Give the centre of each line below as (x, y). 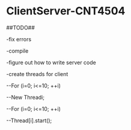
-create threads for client (37, 74)
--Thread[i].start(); (29, 120)
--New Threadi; (26, 97)
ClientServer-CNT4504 (66, 11)
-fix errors (19, 39)
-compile (17, 51)
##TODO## (20, 28)
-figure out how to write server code (51, 62)
